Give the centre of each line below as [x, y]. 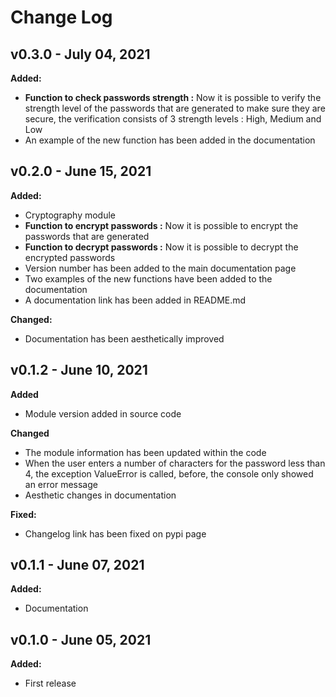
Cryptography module [70, 215]
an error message [61, 484]
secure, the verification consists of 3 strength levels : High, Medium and [173, 119]
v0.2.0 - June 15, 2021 [81, 171]
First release [50, 683]
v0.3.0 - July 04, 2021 [80, 54]
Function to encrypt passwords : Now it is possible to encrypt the [161, 225]
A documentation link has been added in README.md [135, 300]
